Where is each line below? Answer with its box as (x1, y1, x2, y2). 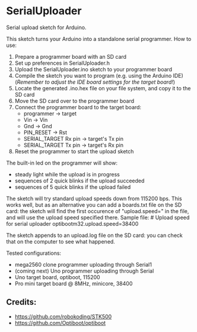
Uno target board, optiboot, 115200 (14, 273, 100, 280)
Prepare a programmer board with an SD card (14, 53, 126, 60)
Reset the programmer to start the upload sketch (14, 147, 134, 155)
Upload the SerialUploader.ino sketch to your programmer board (14, 65, 173, 72)
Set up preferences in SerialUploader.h (14, 59, 110, 67)
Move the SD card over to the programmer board (14, 97, 135, 105)
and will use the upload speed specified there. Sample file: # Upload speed (6, 214, 190, 221)
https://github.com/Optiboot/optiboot (14, 319, 106, 326)
